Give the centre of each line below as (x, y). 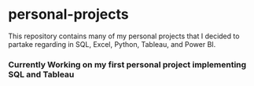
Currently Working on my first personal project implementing (127, 64)
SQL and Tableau (41, 74)
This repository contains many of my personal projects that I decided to (124, 36)
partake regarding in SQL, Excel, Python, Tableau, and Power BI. (112, 44)
